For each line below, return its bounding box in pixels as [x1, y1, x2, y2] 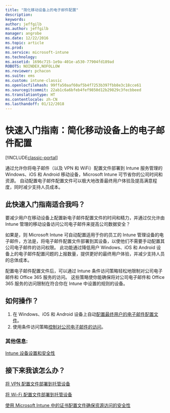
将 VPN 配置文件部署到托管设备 [5, 381, 71, 387]
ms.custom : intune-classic [5, 78, 62, 83]
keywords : [5, 17, 26, 22]
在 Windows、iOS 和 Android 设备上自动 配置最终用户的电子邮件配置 [12, 311, 154, 317]
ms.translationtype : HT [5, 92, 56, 97]
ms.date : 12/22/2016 [5, 36, 49, 41]
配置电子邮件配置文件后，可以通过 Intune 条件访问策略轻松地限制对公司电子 [5, 268, 163, 274]
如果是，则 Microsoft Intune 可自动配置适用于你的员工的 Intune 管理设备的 [5, 231, 159, 238]
